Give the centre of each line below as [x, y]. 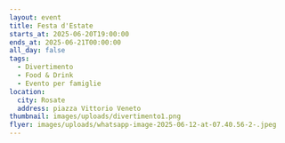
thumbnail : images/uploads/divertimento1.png [95, 116]
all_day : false [37, 51]
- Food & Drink [45, 75]
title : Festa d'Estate [51, 26]
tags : [19, 59]
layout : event [36, 17]
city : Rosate [41, 100]
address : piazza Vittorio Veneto [79, 108]
